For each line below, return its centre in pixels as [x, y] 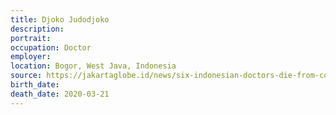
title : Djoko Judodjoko [60, 19]
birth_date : [35, 85]
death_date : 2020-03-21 [60, 94]
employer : [31, 57]
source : [26, 76]
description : [37, 29]
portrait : [31, 38]
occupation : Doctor [51, 47]
